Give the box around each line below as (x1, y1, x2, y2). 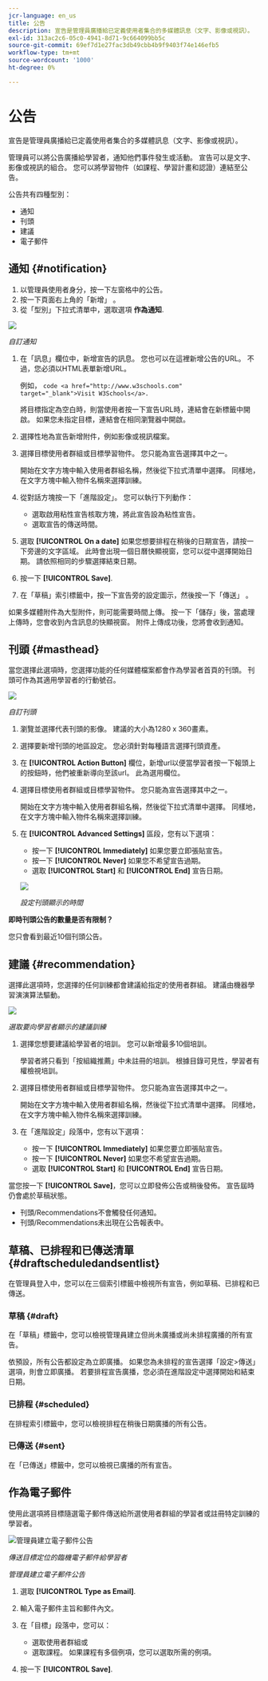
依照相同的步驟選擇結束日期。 (42, 556, 141, 565)
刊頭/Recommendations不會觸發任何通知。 (19, 1207, 161, 1218)
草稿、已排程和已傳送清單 (8, 1243, 134, 1257)
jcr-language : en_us (8, 11, 77, 20)
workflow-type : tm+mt (8, 49, 81, 57)
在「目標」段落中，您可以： (19, 1620, 112, 1630)
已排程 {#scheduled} (8, 1399, 90, 1410)
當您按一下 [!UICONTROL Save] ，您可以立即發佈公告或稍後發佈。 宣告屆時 (8, 1181, 255, 1191)
